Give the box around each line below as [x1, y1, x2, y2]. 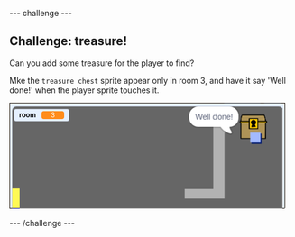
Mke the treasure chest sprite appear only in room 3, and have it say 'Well [9, 75, 287, 86]
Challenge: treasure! [9, 33, 128, 49]
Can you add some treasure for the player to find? [9, 58, 195, 68]
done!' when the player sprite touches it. [9, 85, 160, 96]
